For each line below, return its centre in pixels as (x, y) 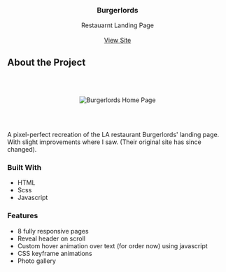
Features (23, 216)
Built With (24, 168)
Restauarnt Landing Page (118, 25)
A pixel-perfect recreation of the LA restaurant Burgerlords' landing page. (113, 135)
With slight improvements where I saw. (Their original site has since (104, 142)
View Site (118, 41)
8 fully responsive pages (53, 231)
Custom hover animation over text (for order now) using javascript (112, 245)
